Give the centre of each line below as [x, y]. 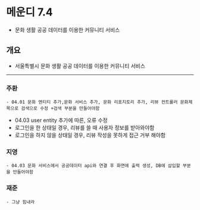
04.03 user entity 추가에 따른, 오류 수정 [61, 120]
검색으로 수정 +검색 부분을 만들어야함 [60, 109]
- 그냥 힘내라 [21, 202]
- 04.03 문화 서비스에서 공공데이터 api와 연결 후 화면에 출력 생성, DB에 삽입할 [93, 166]
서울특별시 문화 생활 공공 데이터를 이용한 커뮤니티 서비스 [80, 65]
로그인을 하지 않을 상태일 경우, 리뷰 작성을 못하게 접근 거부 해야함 [90, 135]
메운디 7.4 [29, 12]
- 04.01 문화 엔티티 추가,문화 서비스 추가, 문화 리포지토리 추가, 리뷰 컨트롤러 [92, 102]
